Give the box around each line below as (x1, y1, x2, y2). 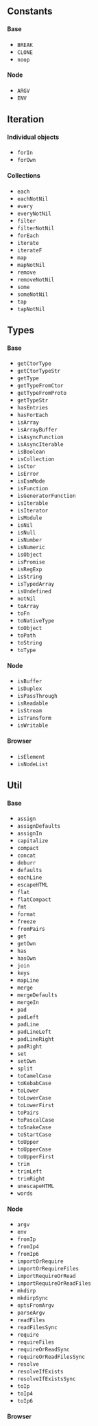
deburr (16, 860, 36, 867)
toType (16, 647, 36, 654)
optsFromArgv (16, 1302, 55, 1309)
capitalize (16, 837, 49, 844)
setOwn (16, 1058, 36, 1065)
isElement (16, 753, 46, 760)
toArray (16, 603, 39, 610)
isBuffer (16, 678, 42, 685)
